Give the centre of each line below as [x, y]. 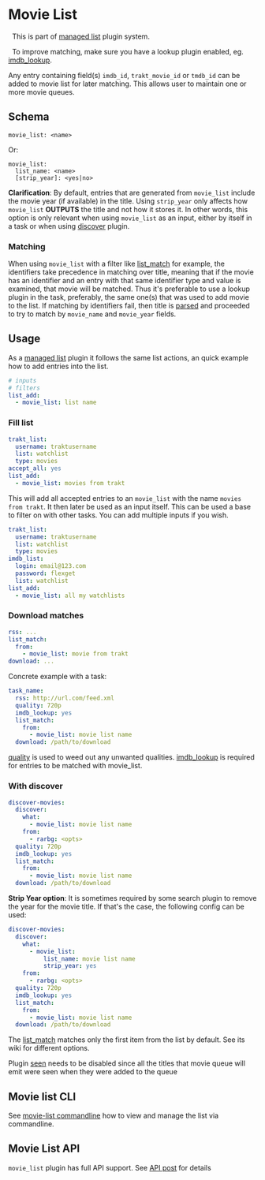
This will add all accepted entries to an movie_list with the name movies [125, 498]
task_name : [26, 691]
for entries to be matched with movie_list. [75, 766]
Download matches [46, 615]
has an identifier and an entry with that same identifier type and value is [125, 281]
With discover [35, 786]
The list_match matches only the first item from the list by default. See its [127, 1040]
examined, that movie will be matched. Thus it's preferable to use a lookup [129, 289]
